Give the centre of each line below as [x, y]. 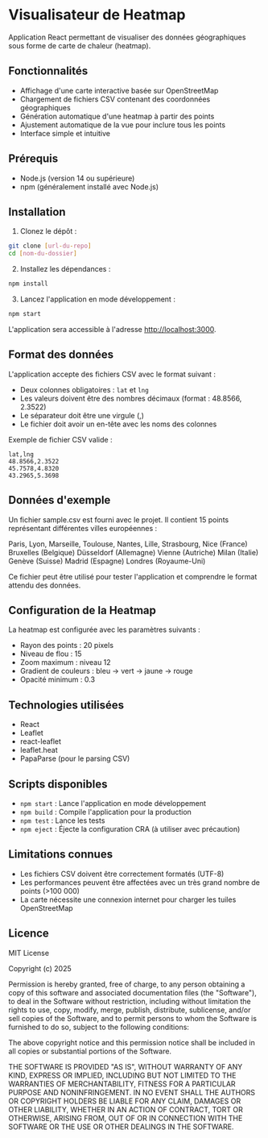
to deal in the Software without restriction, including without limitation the [130, 1001]
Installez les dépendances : [65, 269]
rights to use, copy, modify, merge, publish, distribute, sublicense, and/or [130, 1010]
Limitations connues [61, 855]
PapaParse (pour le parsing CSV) [75, 758]
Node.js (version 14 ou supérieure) [77, 178]
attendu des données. [45, 585]
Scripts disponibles [58, 784]
